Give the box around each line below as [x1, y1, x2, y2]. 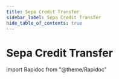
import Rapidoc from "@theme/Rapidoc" [6, 66, 107, 73]
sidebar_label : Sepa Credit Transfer [6, 14, 101, 21]
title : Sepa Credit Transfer [6, 8, 80, 15]
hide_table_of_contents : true [6, 20, 83, 26]
